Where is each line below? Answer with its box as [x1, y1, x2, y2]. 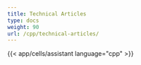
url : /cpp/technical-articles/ [7, 30, 99, 37]
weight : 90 [7, 23, 39, 30]
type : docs [7, 17, 39, 24]
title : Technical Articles [7, 10, 87, 18]
